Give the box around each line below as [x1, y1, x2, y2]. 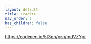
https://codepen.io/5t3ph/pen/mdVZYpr [5, 34, 86, 40]
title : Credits [5, 12, 36, 16]
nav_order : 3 [5, 16, 32, 21]
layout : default [5, 7, 38, 12]
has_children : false [5, 20, 48, 26]
